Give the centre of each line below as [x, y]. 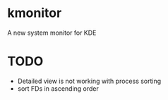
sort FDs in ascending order [58, 88]
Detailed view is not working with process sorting [89, 81]
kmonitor [35, 13]
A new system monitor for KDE [52, 33]
